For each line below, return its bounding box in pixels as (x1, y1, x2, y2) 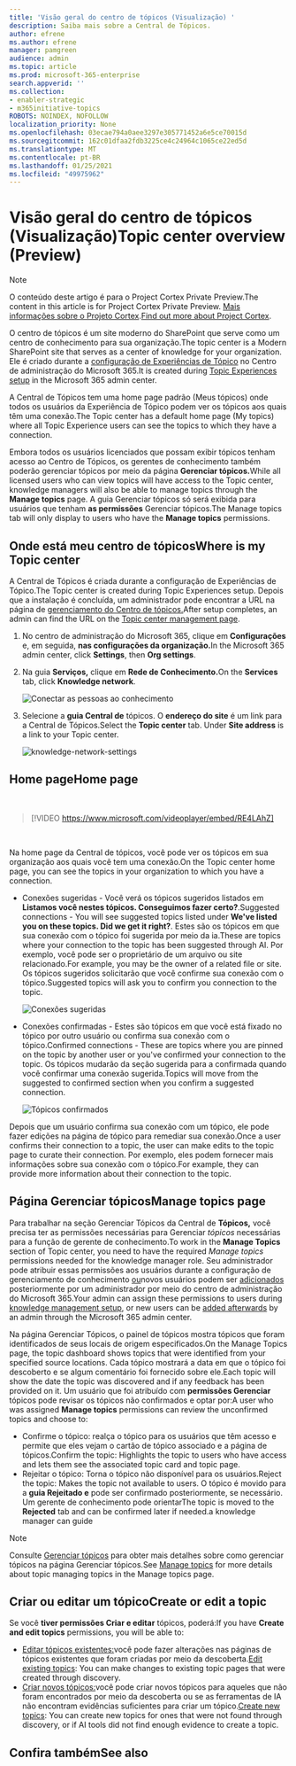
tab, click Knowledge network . (21, 676, 136, 687)
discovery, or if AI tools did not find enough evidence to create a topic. (21, 1720, 279, 1731)
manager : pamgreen (9, 46, 77, 55)
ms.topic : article (9, 63, 77, 72)
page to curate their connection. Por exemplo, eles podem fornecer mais (9, 1149, 274, 1160)
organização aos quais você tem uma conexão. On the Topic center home (9, 856, 276, 867)
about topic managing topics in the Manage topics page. (9, 1568, 215, 1579)
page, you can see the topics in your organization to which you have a (9, 866, 265, 876)
